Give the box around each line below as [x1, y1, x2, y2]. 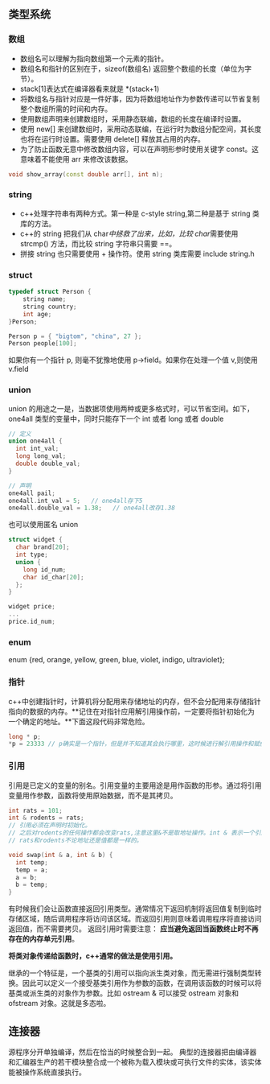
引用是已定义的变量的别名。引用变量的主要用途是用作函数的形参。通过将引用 [8, 780, 262, 790]
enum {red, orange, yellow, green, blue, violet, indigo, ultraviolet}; [8, 655, 225, 665]
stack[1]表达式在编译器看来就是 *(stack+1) [19, 84, 160, 93]
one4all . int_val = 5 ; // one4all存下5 [8, 497, 143, 505]
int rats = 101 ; [8, 806, 63, 814]
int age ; [22, 310, 52, 318]
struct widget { [8, 536, 63, 544]
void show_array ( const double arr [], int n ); [8, 170, 163, 179]
